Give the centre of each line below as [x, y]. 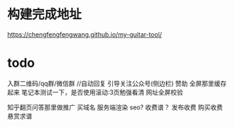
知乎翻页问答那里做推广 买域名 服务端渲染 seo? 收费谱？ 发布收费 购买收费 [115, 107]
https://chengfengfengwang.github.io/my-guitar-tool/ [85, 34]
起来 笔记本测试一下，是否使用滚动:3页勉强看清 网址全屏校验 [95, 92]
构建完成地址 [45, 14]
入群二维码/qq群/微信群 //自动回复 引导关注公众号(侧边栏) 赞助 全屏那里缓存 [117, 83]
